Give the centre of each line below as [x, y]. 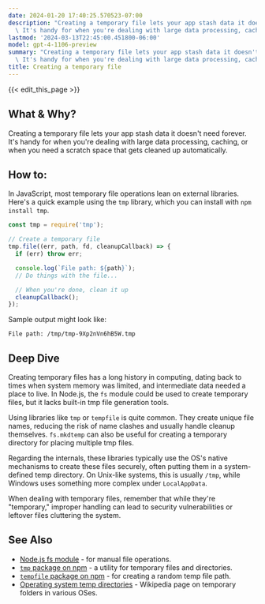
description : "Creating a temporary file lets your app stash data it [127, 23]
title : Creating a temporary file [65, 67]
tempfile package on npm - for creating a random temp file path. [125, 576]
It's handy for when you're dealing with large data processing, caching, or [128, 141]
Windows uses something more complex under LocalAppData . [108, 483]
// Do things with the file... [67, 276]
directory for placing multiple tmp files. [71, 443]
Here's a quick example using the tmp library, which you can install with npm [130, 202]
